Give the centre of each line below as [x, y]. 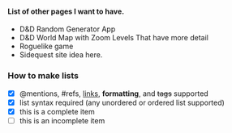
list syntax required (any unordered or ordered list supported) [122, 102]
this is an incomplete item [62, 120]
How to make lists [43, 76]
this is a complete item [57, 111]
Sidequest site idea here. [61, 55]
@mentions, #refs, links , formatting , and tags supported [114, 94]
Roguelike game [46, 46]
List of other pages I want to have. [66, 11]
